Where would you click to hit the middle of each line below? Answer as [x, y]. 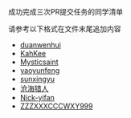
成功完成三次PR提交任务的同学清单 [65, 12]
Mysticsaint [39, 62]
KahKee [33, 53]
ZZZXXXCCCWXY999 [56, 106]
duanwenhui [41, 45]
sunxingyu [37, 79]
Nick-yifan [37, 98]
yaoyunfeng [40, 70]
